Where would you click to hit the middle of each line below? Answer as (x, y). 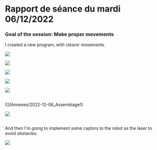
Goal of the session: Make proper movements (60, 34)
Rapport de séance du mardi (63, 9)
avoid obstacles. (21, 134)
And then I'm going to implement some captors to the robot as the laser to (78, 128)
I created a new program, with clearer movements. (55, 45)
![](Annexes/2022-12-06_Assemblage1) (44, 105)
